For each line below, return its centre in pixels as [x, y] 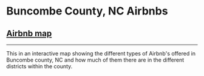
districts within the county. [39, 66]
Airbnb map [29, 33]
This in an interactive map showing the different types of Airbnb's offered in [101, 53]
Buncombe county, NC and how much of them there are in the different [95, 60]
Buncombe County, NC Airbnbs [87, 11]
